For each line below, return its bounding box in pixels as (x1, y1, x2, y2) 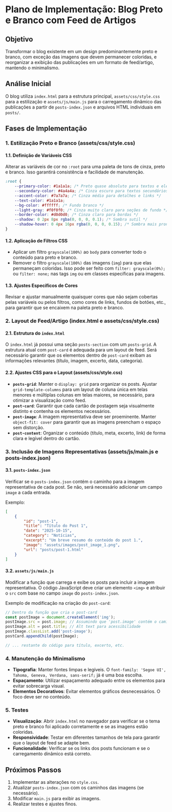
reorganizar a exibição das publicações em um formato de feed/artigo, (5, 59, 155, 65)
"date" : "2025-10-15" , (24, 528, 72, 533)
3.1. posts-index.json (5, 467, 51, 473)
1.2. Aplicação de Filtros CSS (5, 237, 68, 244)
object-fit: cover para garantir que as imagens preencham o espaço (12, 419, 161, 425)
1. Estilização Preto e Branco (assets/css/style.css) (5, 140, 136, 147)
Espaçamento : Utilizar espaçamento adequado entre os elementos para (12, 677, 165, 684)
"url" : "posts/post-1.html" (24, 547, 83, 552)
